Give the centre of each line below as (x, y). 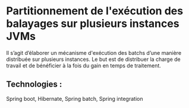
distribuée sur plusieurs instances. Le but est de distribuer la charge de (93, 59)
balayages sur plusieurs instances (93, 24)
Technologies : (34, 84)
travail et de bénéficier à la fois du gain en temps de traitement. (84, 65)
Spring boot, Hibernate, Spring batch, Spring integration (75, 98)
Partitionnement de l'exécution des (94, 11)
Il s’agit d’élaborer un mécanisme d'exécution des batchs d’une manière (94, 53)
